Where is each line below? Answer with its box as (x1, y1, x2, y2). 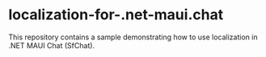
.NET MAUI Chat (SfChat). (8, 40, 95, 50)
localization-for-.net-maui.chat (8, 6, 224, 24)
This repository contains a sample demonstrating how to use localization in (8, 32, 258, 42)
